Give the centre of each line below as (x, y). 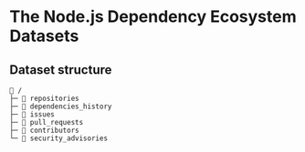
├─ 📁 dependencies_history (61, 106)
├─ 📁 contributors (44, 130)
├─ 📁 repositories (44, 98)
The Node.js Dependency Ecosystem (153, 17)
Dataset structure (61, 70)
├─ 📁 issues (32, 115)
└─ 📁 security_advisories (58, 138)
